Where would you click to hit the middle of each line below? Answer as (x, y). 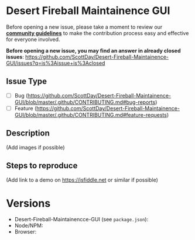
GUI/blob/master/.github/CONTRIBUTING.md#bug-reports (85, 102)
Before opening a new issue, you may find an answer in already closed (93, 50)
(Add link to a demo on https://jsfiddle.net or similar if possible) (82, 180)
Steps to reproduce (42, 166)
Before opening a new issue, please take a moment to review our (84, 27)
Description (28, 133)
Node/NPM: (29, 225)
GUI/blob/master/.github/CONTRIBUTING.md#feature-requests (90, 114)
